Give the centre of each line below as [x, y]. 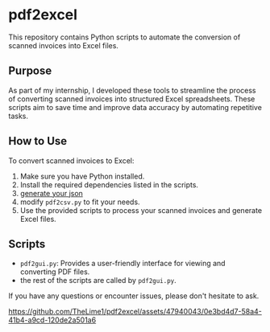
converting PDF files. [55, 272]
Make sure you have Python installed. [82, 176]
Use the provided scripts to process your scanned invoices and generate [141, 210]
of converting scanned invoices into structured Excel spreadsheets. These [132, 99]
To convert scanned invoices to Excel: [71, 160]
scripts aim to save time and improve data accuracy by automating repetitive [135, 107]
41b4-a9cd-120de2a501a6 [52, 320]
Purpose [30, 71]
